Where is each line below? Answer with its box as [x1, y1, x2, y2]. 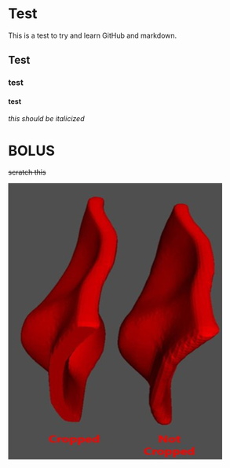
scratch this [8, 168, 46, 177]
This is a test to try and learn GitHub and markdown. [8, 31, 177, 40]
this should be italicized [8, 114, 85, 123]
